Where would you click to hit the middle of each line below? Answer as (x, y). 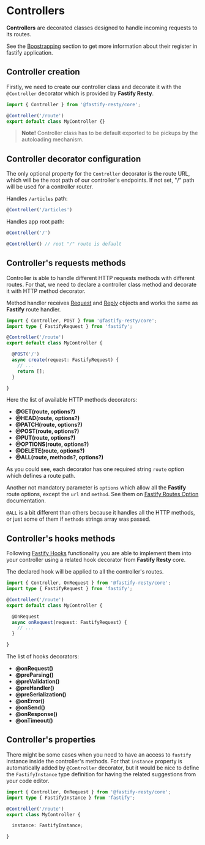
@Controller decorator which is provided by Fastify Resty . (80, 93)
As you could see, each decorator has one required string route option (95, 469)
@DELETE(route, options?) (50, 451)
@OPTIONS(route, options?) (52, 444)
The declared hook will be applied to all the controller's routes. (85, 572)
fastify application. (30, 52)
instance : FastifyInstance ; (48, 826)
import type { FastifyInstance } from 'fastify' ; (71, 798)
